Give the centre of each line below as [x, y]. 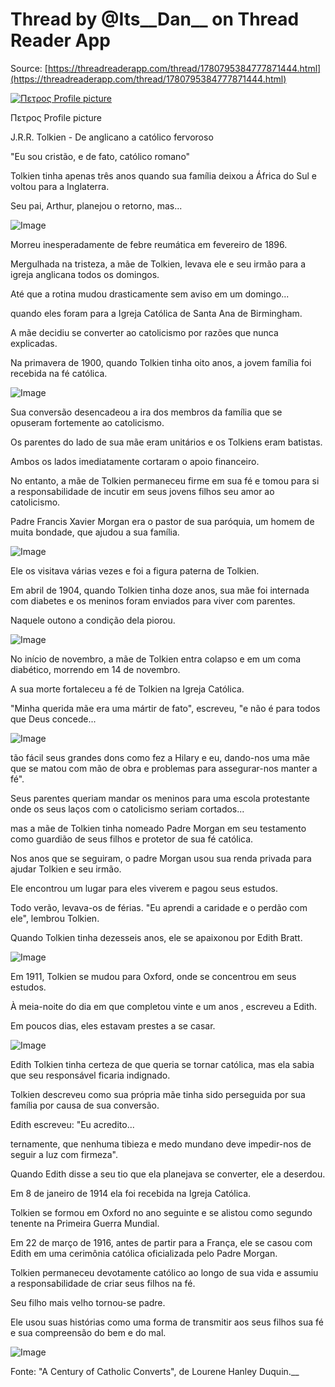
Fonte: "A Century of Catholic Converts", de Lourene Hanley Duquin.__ [155, 1371]
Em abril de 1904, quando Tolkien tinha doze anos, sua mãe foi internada [160, 590]
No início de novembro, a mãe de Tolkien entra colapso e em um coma [156, 659]
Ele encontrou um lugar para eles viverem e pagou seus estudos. [144, 888]
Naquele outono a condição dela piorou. [93, 620]
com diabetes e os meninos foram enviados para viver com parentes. [153, 600]
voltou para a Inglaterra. [60, 186]
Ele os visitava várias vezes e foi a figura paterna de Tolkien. [135, 570]
